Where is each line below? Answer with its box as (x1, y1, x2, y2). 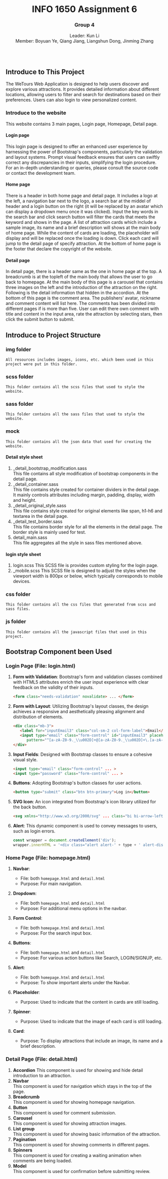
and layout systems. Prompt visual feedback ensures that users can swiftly (5, 154, 160, 160)
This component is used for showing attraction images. (12, 1120, 126, 1126)
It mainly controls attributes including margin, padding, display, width (12, 492, 155, 498)
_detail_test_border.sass (12, 518, 63, 524)
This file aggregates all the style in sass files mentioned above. (12, 539, 143, 545)
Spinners (12, 1147, 32, 1153)
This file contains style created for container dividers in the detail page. (12, 486, 160, 492)
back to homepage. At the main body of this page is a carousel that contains (5, 279, 163, 285)
